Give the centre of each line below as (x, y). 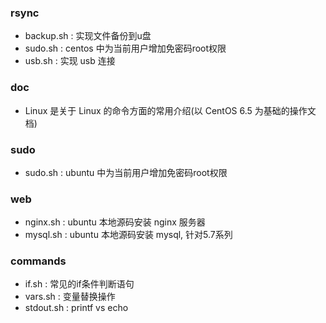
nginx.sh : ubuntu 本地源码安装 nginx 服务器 (115, 222)
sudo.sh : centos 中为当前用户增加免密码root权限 (125, 48)
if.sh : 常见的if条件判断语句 (79, 284)
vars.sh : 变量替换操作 (70, 297)
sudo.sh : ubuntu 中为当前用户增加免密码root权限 (126, 172)
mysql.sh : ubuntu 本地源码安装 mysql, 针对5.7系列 (128, 235)
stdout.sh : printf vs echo (76, 308)
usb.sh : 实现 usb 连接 (70, 61)
